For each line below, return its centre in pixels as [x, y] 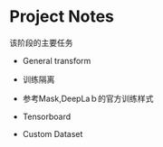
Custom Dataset [53, 133]
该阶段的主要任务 [41, 42]
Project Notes [62, 17]
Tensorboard [47, 116]
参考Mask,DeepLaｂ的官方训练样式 [88, 98]
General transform [57, 60]
